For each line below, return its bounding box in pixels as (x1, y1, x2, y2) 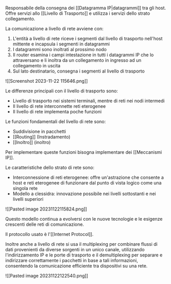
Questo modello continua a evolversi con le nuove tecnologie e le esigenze (5, 216, 163, 222)
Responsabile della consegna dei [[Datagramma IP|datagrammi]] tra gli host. (5, 5, 166, 11)
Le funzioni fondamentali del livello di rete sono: (5, 119, 106, 125)
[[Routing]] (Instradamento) (12, 134, 70, 140)
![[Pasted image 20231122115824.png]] (5, 206, 87, 212)
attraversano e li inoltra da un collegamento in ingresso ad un (12, 57, 141, 63)
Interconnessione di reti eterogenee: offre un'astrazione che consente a (12, 174, 164, 180)
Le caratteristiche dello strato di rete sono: (5, 164, 94, 171)
